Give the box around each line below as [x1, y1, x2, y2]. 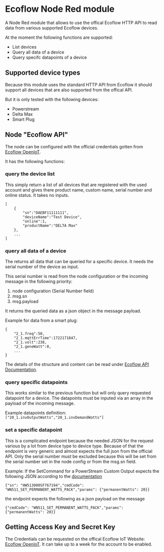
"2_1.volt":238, [14, 340, 47, 345]
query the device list [5, 170, 55, 177]
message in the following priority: [5, 278, 72, 284]
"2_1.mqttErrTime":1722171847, [14, 335, 78, 341]
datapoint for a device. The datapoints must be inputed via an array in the [5, 395, 153, 401]
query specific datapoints [5, 379, 68, 386]
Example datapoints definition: [5, 410, 67, 416]
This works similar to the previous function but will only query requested [5, 390, 151, 396]
